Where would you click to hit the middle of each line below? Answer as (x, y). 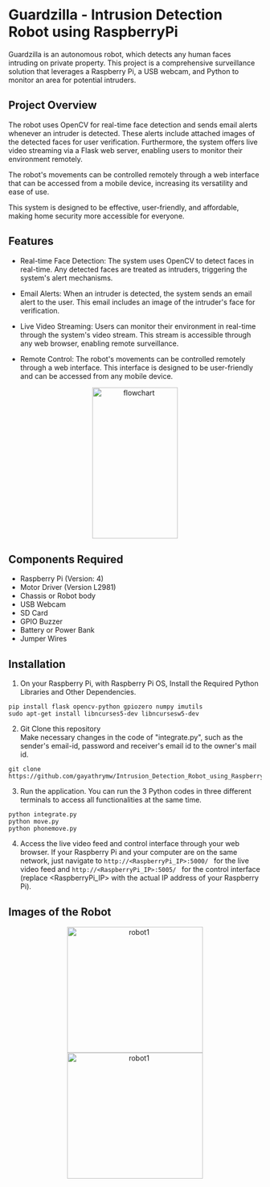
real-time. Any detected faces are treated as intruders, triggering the (133, 269)
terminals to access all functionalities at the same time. (111, 800)
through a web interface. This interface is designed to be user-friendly (136, 367)
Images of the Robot (60, 912)
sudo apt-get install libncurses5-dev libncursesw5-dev (104, 714)
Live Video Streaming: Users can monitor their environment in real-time (138, 326)
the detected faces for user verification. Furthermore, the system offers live (133, 142)
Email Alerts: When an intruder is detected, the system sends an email (136, 293)
